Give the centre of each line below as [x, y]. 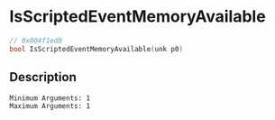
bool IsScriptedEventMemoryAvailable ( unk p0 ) [96, 49]
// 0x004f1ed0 [36, 41]
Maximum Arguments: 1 [50, 106]
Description [43, 77]
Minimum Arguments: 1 [50, 98]
